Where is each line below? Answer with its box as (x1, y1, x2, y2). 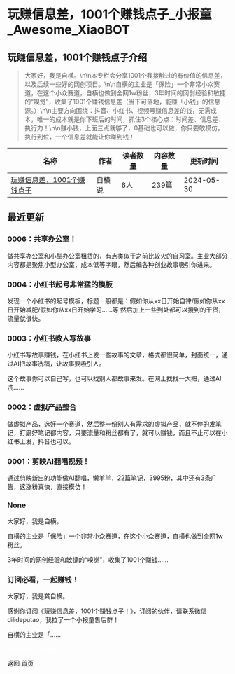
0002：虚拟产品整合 (7, 402, 77, 412)
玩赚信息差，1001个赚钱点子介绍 (7, 51, 148, 63)
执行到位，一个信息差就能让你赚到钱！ (24, 132, 135, 141)
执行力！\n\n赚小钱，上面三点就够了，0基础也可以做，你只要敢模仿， (24, 124, 224, 132)
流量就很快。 (7, 314, 44, 322)
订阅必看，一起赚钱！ (7, 575, 79, 585)
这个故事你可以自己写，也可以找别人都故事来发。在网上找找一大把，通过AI (7, 374, 222, 383)
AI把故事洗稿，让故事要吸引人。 (13, 359, 106, 368)
